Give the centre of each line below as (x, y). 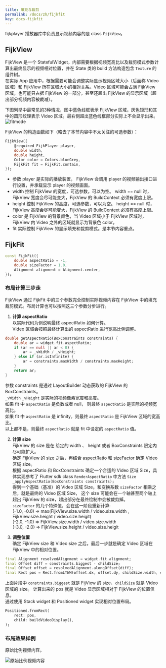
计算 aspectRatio (30, 316)
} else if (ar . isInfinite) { (44, 357)
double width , (28, 150)
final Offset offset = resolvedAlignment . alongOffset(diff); (69, 568)
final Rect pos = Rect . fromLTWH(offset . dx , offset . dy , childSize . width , (82, 573)
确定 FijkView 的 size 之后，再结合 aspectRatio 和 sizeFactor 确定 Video (85, 458)
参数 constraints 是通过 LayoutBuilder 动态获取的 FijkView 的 (66, 385)
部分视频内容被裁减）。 (32, 99)
